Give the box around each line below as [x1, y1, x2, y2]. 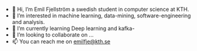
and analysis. [11, 19, 45, 25]
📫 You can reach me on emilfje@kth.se [11, 38, 111, 45]
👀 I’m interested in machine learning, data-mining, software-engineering [11, 12, 191, 19]
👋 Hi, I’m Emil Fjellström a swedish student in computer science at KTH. [11, 6, 189, 13]
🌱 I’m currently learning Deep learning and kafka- [11, 25, 135, 32]
